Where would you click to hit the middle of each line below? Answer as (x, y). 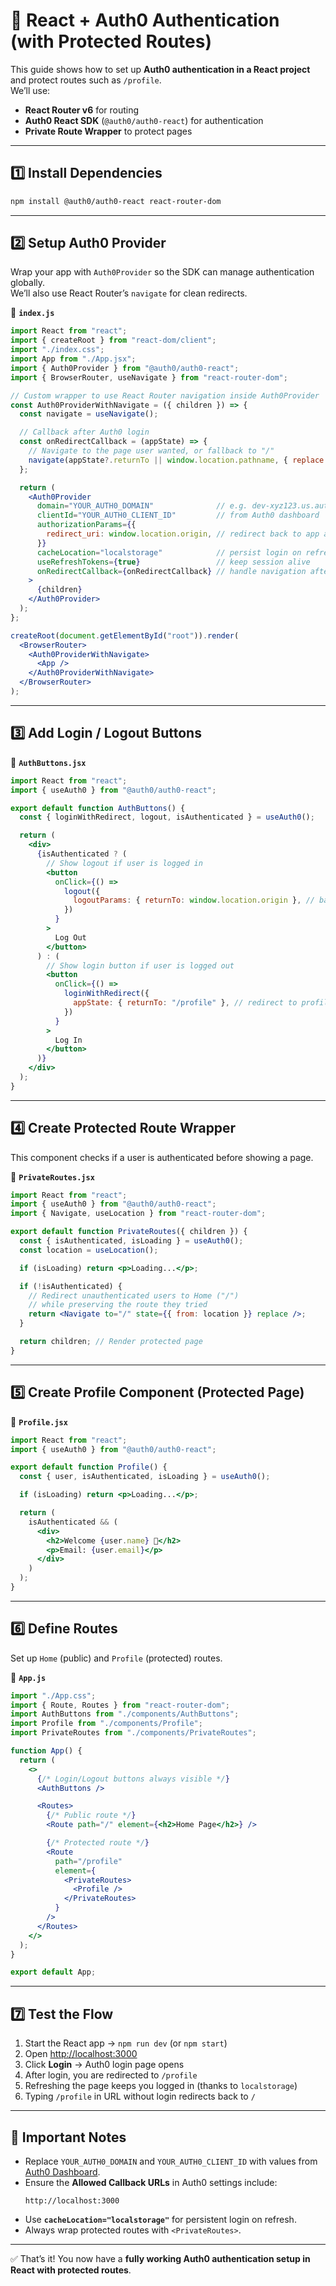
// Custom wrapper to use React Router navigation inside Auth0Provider (165, 395)
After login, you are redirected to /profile (111, 2075)
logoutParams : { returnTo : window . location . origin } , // (194, 900)
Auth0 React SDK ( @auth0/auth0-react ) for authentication (144, 120)
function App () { (46, 1751)
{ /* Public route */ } (91, 1815)
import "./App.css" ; (53, 1695)
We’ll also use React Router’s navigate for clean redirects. (129, 293)
